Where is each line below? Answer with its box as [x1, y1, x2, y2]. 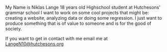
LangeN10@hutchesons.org [5, 41, 64, 47]
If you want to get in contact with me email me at [5, 35, 108, 41]
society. [5, 26, 22, 32]
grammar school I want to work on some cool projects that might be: [5, 10, 149, 16]
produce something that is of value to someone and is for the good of [5, 20, 152, 26]
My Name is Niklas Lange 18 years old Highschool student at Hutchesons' [5, 5, 161, 10]
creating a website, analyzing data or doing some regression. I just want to [5, 15, 162, 21]
